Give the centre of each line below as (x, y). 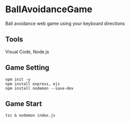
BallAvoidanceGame (49, 9)
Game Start (24, 103)
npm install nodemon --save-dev (39, 88)
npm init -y (18, 79)
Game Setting (27, 68)
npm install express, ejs (32, 84)
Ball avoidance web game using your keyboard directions (65, 23)
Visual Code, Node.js (27, 51)
